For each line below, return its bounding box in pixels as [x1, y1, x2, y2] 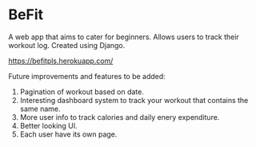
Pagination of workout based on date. [19, 86, 144, 97]
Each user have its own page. [19, 129, 118, 139]
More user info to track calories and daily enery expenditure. [19, 112, 220, 121]
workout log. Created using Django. [8, 40, 126, 50]
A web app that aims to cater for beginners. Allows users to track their [8, 32, 240, 42]
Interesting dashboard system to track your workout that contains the [19, 95, 249, 105]
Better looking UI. [19, 121, 78, 130]
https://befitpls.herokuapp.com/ [8, 56, 114, 66]
